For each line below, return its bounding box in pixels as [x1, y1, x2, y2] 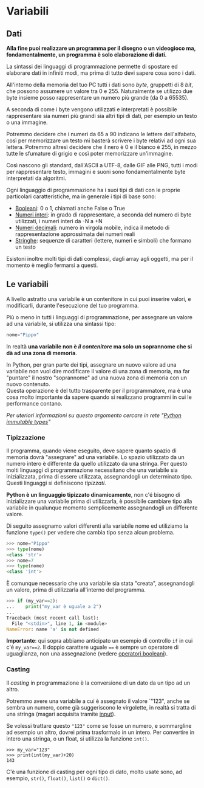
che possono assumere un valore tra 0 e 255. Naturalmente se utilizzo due [6, 88, 193, 95]
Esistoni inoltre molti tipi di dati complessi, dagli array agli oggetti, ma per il [6, 255, 193, 262]
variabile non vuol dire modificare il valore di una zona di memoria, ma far [6, 367, 190, 375]
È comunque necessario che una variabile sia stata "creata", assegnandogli [6, 579, 195, 587]
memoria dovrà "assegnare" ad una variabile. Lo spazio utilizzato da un [6, 453, 185, 460]
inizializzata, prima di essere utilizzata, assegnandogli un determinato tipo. [6, 472, 192, 480]
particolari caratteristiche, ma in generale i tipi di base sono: [6, 193, 157, 200]
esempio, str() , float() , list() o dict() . [6, 774, 110, 782]
